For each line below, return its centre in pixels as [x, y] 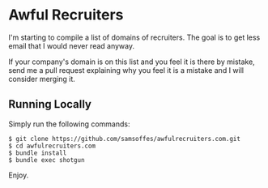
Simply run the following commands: [69, 124]
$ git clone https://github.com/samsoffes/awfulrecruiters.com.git [125, 139]
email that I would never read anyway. [72, 45]
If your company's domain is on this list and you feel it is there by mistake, [132, 62]
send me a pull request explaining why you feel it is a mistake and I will [126, 70]
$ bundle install [38, 153]
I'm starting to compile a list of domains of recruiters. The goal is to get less [134, 37]
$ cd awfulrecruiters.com [52, 146]
